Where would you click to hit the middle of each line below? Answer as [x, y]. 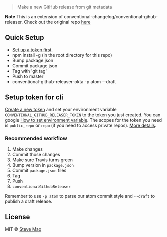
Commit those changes [36, 154]
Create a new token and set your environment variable [61, 109]
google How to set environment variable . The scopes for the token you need [84, 120]
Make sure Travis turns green [43, 160]
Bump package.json [33, 60]
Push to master [28, 76]
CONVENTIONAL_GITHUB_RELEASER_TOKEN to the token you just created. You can [83, 115]
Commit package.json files [39, 170]
